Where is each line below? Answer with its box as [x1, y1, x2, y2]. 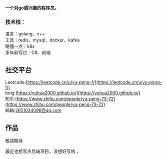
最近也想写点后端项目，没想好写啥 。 [5, 148, 81, 154]
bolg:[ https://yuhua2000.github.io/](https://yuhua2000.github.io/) [5, 90, 141, 96]
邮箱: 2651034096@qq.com [5, 107, 61, 113]
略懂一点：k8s [5, 43, 35, 49]
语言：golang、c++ [5, 31, 45, 37]
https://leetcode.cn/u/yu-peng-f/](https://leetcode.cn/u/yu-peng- [27, 79, 162, 85]
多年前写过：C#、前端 [5, 49, 51, 55]
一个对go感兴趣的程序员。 [5, 5, 59, 10]
